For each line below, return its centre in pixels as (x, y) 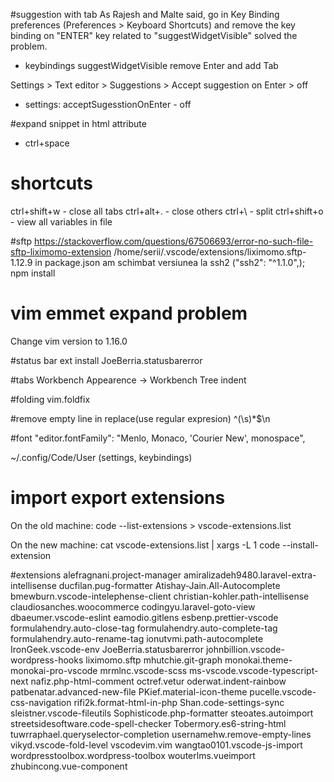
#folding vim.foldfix (50, 399)
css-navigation (41, 702)
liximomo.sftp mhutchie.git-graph (154, 660)
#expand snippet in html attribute (78, 123)
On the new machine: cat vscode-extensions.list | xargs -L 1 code (145, 545)
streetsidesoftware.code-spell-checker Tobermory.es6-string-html (148, 723)
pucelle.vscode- (283, 691)
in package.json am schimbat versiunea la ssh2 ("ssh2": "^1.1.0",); (170, 262)
